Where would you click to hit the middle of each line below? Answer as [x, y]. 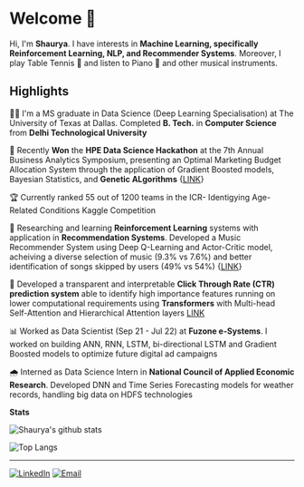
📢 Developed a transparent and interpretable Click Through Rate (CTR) [142, 284]
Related [24, 210]
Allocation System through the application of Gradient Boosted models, [142, 169]
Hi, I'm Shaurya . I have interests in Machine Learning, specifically [134, 44]
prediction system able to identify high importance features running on [142, 293]
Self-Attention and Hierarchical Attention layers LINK [107, 313]
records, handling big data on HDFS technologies [101, 394]
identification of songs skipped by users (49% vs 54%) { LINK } [126, 266]
